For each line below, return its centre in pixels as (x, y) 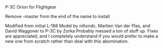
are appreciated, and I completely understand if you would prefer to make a (82, 36)
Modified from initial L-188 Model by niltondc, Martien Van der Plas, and (78, 26)
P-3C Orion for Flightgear (31, 7)
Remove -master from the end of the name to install (57, 16)
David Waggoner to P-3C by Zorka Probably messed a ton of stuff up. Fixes (82, 31)
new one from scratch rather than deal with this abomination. (67, 41)
